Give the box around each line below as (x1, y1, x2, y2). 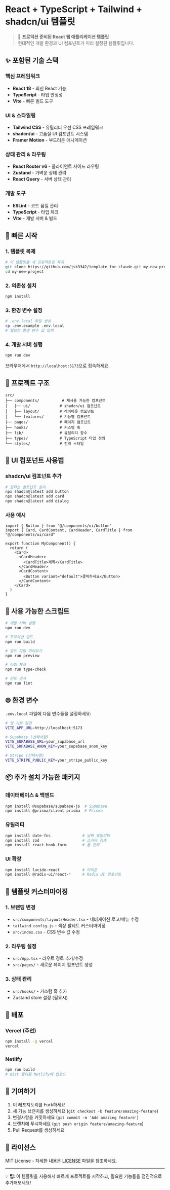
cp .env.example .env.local (5, 323, 65, 329)
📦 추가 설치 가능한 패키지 (5, 773, 80, 782)
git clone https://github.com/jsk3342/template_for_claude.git (5, 265, 142, 270)
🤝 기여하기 (5, 1087, 36, 1096)
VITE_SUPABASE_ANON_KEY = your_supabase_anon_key (5, 744, 108, 749)
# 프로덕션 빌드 (5, 634, 33, 639)
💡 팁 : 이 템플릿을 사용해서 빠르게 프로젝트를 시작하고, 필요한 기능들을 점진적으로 (5, 1173, 162, 1179)
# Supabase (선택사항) (5, 734, 49, 740)
